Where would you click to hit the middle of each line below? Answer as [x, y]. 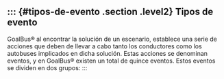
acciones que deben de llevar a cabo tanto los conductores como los [104, 46]
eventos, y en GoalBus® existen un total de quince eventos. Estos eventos [111, 61]
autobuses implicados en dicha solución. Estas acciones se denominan [107, 53]
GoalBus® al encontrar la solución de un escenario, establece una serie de [112, 39]
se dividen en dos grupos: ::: [47, 67]
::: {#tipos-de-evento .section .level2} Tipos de [110, 12]
